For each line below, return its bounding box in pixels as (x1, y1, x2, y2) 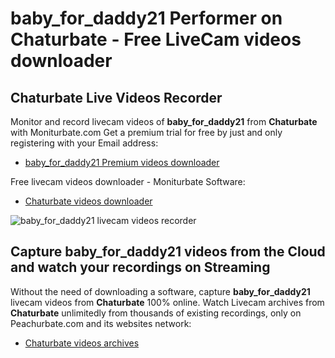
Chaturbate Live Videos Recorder (10, 89, 223, 106)
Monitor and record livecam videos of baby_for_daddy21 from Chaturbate (10, 116, 318, 127)
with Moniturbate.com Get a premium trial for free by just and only (10, 127, 283, 138)
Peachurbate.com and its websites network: (10, 317, 192, 329)
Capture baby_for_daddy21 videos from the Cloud (10, 243, 326, 261)
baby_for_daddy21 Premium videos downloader (24, 157, 220, 168)
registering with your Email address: (10, 137, 159, 149)
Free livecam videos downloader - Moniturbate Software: (10, 176, 246, 187)
